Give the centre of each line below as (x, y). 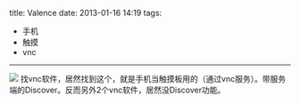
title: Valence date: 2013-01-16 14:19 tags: (86, 13)
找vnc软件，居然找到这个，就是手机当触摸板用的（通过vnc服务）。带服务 (153, 79)
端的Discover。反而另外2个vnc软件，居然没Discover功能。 (117, 90)
